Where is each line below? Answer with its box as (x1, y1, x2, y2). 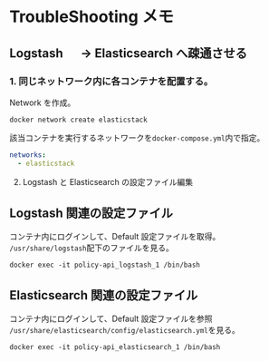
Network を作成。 (9, 97, 76, 108)
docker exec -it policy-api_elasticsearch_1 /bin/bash (9, 343, 221, 352)
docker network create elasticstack (9, 115, 148, 124)
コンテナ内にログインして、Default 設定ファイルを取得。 (9, 231, 221, 242)
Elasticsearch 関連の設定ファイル (9, 288, 198, 303)
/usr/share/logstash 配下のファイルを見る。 (9, 242, 175, 253)
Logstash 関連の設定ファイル (9, 206, 174, 221)
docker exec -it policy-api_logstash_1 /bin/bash (9, 260, 201, 270)
